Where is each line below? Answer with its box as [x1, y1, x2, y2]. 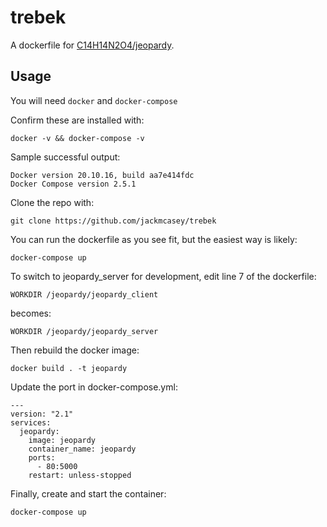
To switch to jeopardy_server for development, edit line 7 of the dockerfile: [10, 270, 317, 282]
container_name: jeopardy [28, 444, 137, 454]
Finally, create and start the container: [10, 487, 167, 500]
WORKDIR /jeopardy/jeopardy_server [10, 326, 159, 336]
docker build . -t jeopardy [10, 363, 128, 373]
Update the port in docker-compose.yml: [10, 381, 178, 393]
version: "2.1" [10, 409, 74, 419]
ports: [28, 452, 56, 463]
